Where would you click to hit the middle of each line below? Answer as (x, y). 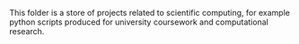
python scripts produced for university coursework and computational (139, 22)
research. (27, 31)
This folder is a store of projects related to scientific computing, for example (149, 13)
